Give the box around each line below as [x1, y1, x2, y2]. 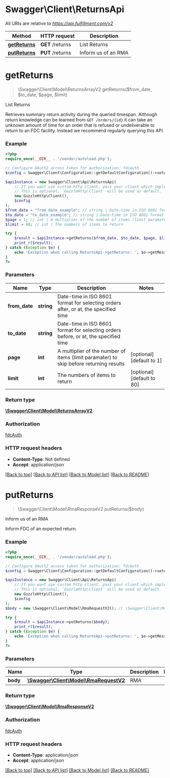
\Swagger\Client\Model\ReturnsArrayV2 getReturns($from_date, [17, 86, 152, 92]
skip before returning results [57, 360, 125, 367]
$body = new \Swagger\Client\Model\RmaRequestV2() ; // [5, 606, 123, 611]
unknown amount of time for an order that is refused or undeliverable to [5, 122, 155, 128]
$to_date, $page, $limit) [17, 91, 68, 97]
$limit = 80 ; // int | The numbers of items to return [5, 222, 123, 227]
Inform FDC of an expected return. [5, 525, 77, 532]
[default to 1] [131, 357, 162, 364]
